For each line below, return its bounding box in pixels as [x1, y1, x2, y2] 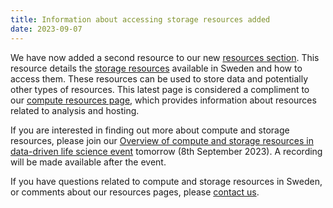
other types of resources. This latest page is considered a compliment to [10, 83, 310, 95]
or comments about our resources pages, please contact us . [10, 186, 260, 198]
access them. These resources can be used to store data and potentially [10, 72, 309, 85]
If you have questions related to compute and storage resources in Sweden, [10, 175, 323, 187]
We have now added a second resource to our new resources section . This [10, 51, 320, 63]
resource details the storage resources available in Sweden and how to [10, 62, 303, 74]
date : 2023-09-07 [10, 24, 83, 34]
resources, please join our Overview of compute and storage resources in [10, 134, 314, 146]
